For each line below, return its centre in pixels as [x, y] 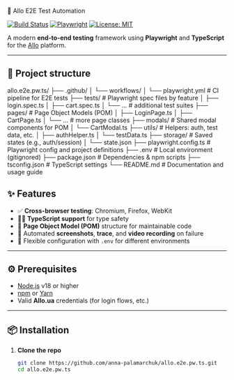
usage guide [25, 172]
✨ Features [32, 194]
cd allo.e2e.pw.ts [44, 370]
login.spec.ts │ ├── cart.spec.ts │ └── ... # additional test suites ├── [108, 105]
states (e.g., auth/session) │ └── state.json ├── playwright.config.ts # [109, 142]
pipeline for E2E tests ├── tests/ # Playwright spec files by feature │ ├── [113, 98]
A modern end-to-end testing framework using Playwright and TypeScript [116, 38]
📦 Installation [38, 330]
